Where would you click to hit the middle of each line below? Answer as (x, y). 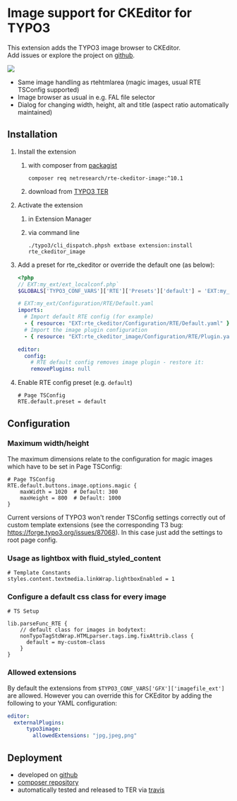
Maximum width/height (48, 444)
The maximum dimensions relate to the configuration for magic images (110, 459)
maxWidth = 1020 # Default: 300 (69, 492)
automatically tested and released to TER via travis (91, 790)
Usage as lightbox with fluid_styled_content (84, 558)
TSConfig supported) (48, 89)
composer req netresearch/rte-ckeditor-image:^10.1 (105, 178)
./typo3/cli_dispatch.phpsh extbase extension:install (110, 246)
